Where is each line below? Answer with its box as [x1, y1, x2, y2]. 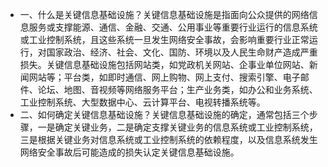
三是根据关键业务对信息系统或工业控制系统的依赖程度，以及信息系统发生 [19, 134, 318, 145]
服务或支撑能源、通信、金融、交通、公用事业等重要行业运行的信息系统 [28, 21, 318, 33]
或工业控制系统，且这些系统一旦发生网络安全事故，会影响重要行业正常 [19, 34, 310, 45]
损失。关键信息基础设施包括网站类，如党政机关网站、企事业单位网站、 [19, 59, 310, 70]
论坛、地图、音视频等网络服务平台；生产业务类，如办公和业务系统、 [37, 84, 318, 95]
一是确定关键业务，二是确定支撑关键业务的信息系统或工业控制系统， [37, 121, 318, 133]
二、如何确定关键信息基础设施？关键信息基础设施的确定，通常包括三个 [19, 109, 310, 120]
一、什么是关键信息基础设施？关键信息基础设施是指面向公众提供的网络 [19, 9, 310, 20]
